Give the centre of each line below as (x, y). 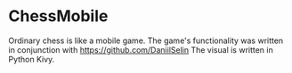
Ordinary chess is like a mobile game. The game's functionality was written (146, 40)
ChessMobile (58, 16)
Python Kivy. (32, 59)
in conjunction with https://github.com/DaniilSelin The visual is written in (141, 49)
